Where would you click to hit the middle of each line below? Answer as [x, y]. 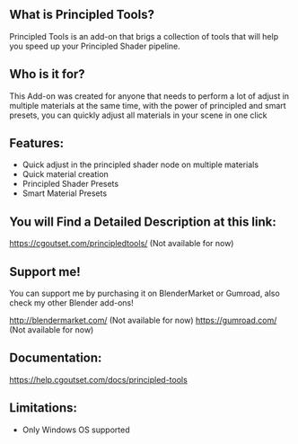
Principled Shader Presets [70, 184]
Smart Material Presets [65, 193]
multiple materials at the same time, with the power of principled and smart [148, 105]
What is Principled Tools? [82, 15]
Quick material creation [66, 174]
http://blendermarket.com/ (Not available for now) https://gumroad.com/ [143, 320]
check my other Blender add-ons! [71, 303]
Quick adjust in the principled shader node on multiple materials [140, 164]
